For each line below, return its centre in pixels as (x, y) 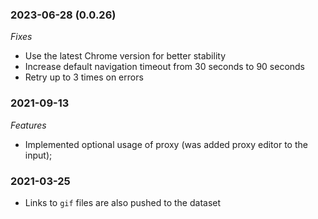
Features (28, 125)
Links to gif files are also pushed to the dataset (123, 202)
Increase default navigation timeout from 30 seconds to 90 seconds (165, 67)
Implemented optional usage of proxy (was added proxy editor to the (166, 144)
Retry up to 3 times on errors (84, 77)
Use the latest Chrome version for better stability (125, 56)
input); (38, 155)
